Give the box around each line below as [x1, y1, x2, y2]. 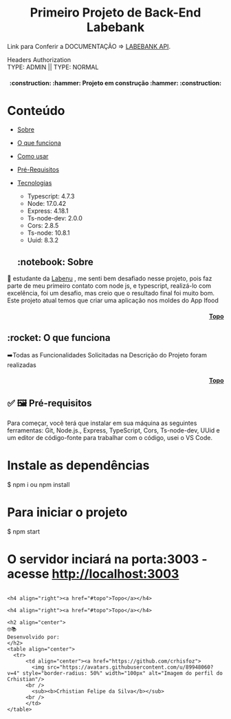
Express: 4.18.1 [27, 207, 69, 215]
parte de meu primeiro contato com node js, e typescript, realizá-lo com [7, 282, 212, 290]
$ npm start [7, 527, 40, 535]
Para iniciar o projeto [7, 505, 128, 521]
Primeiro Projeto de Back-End [30, 5, 201, 21]
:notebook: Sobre [16, 256, 94, 268]
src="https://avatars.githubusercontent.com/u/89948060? [47, 663, 214, 671]
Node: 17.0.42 [27, 200, 67, 208]
